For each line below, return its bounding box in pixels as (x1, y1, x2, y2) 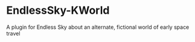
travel (6, 29, 21, 37)
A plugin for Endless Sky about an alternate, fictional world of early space (6, 23, 190, 31)
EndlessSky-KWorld (6, 4, 110, 17)
